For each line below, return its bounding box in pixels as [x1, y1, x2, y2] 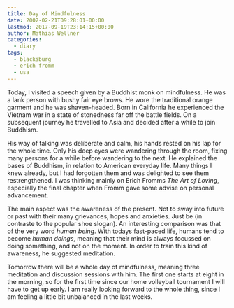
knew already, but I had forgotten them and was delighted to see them [7, 169, 210, 177]
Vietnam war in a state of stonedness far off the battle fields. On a [7, 110, 197, 119]
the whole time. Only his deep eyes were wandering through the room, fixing [7, 146, 228, 155]
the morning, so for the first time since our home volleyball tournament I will [7, 277, 225, 286]
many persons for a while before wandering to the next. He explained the [7, 153, 218, 162]
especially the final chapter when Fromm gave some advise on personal [7, 183, 214, 192]
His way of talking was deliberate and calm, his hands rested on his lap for [7, 139, 221, 147]
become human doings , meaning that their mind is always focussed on [7, 234, 211, 242]
